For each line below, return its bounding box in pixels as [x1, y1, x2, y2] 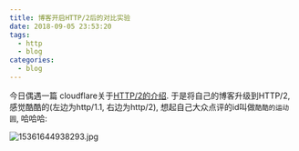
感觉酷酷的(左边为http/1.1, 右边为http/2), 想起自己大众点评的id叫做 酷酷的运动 [9, 101, 290, 112]
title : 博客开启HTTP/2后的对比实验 [9, 13, 130, 23]
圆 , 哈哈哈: [9, 113, 47, 124]
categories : [9, 55, 55, 65]
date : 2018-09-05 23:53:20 [9, 22, 112, 31]
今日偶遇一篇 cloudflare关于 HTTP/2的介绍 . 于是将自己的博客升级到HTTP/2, [9, 90, 291, 101]
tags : [9, 30, 30, 39]
